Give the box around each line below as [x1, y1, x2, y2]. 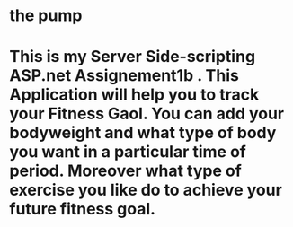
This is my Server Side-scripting [9, 47, 256, 67]
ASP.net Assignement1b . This [9, 65, 240, 86]
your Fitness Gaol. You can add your [9, 104, 285, 124]
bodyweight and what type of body [9, 123, 277, 144]
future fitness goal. [9, 199, 155, 220]
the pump [9, 5, 83, 26]
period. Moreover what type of [9, 161, 243, 181]
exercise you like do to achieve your [9, 180, 283, 200]
